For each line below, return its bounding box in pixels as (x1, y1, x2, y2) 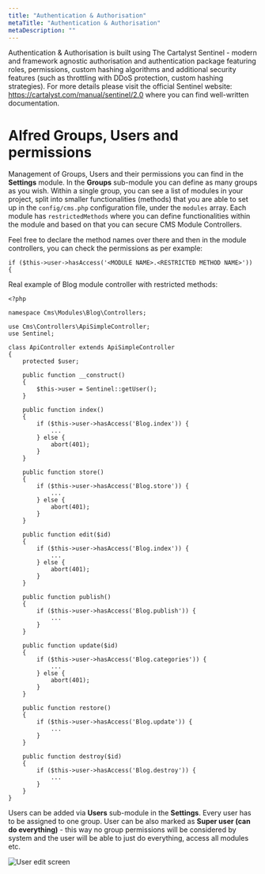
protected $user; (22, 357, 80, 365)
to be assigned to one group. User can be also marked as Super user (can (8, 817, 251, 826)
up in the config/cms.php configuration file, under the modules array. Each (8, 203, 247, 212)
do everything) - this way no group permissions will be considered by (8, 825, 237, 834)
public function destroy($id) (22, 753, 123, 761)
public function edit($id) (22, 531, 112, 539)
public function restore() (22, 704, 112, 712)
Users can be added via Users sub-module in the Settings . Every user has (8, 808, 252, 818)
